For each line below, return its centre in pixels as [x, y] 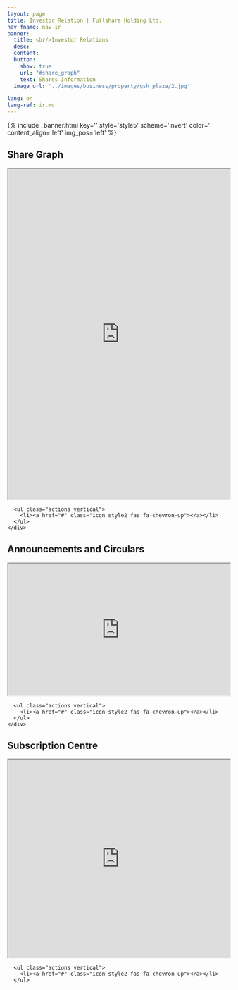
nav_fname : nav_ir [34, 27]
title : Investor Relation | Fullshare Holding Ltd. [84, 20]
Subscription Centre [53, 746]
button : [25, 60]
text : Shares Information [58, 79]
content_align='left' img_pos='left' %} [62, 132]
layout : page [26, 14]
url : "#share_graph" [50, 73]
